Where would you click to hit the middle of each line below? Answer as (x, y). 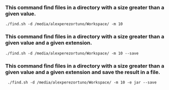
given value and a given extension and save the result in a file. (83, 72)
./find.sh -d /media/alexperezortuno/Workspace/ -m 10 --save (72, 53)
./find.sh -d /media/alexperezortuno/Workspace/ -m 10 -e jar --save (82, 82)
